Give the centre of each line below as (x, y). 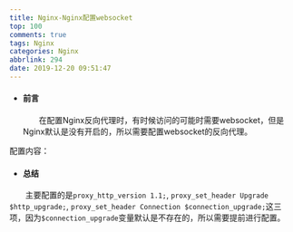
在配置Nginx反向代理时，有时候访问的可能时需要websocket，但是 (161, 121)
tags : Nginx (32, 43)
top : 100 (26, 26)
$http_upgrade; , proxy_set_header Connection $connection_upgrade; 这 (142, 207)
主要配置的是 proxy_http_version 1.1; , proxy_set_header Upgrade (147, 195)
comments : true (38, 34)
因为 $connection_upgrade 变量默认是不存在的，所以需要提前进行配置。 (155, 217)
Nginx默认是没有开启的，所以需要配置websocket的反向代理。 (137, 131)
